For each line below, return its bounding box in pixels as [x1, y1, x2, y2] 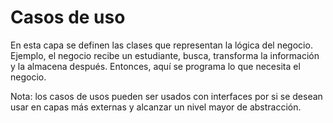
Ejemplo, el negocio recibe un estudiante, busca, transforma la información [10, 49, 320, 61]
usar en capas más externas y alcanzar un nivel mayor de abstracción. [10, 101, 302, 113]
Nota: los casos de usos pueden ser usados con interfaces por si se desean [10, 90, 323, 102]
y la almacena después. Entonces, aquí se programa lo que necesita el [10, 60, 301, 72]
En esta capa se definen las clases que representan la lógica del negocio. [10, 39, 313, 51]
